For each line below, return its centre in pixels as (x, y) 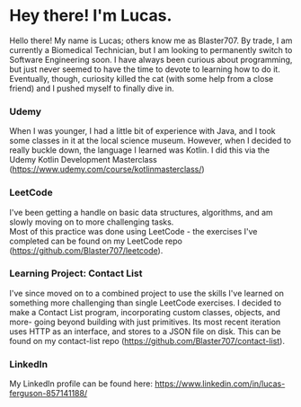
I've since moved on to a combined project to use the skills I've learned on (147, 293)
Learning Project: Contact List (76, 273)
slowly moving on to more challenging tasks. (92, 222)
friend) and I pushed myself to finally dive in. (92, 88)
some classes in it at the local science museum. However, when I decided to (150, 141)
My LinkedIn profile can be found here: (81, 384)
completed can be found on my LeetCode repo (96, 241)
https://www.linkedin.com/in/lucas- (220, 384)
